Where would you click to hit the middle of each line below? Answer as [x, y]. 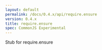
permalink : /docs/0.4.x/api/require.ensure [51, 14]
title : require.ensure [29, 24]
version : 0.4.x [21, 19]
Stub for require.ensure [29, 42]
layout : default [22, 10]
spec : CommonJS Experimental [35, 28]
